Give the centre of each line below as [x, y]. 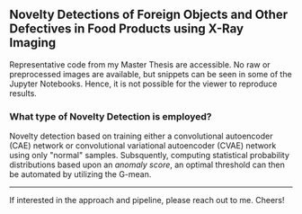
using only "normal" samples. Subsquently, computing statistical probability [150, 156]
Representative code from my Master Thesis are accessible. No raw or [140, 64]
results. [23, 93]
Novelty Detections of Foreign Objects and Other [149, 15]
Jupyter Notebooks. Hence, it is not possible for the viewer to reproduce [143, 84]
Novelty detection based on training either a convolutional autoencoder [141, 136]
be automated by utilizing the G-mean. [80, 174]
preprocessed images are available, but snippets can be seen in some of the [151, 74]
